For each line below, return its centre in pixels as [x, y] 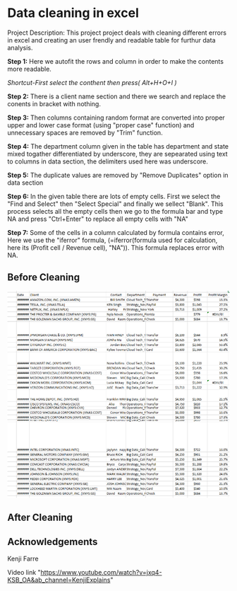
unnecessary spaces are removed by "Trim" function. [85, 132]
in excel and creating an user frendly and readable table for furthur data [111, 40]
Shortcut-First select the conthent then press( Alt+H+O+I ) [92, 82]
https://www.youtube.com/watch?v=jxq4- [101, 573]
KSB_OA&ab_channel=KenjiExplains [59, 580]
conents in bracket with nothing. [54, 103]
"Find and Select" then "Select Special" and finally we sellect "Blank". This [115, 204]
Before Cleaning [43, 277]
